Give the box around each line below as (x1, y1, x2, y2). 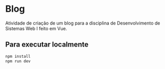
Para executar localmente (5, 40, 89, 49)
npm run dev (5, 58, 31, 64)
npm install (5, 54, 31, 59)
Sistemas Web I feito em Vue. (5, 25, 67, 31)
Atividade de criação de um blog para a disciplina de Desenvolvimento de (5, 20, 160, 26)
